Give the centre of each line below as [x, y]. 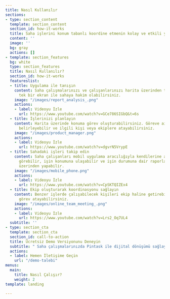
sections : [16, 15]
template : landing [25, 284]
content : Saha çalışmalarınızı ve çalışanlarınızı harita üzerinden [88, 90]
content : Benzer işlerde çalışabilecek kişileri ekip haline [80, 194]
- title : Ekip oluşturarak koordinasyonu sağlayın [64, 190]
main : [16, 270]
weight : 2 [25, 279]
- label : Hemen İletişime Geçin [44, 256]
